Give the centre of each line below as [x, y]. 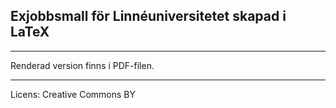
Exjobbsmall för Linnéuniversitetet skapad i [148, 16]
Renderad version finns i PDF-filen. [82, 65]
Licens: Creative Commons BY [73, 94]
